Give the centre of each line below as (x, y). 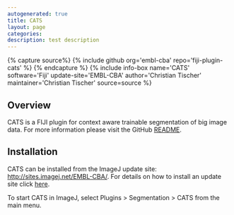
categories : (25, 34)
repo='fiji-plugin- (198, 60)
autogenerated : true (38, 14)
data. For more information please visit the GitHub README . (95, 129)
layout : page (27, 27)
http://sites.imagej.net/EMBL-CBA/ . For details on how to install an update (114, 176)
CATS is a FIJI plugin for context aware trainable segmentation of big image (117, 122)
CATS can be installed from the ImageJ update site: (82, 169)
